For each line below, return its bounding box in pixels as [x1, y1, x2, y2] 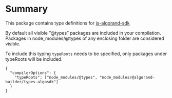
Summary [5, 3, 48, 15]
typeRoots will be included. [5, 56, 63, 62]
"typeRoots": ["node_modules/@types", [14, 75, 98, 80]
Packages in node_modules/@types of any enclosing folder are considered [5, 35, 164, 41]
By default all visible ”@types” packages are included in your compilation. [5, 30, 161, 36]
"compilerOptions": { [10, 70, 56, 76]
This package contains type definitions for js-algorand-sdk [5, 20, 130, 26]
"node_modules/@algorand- [99, 75, 155, 80]
